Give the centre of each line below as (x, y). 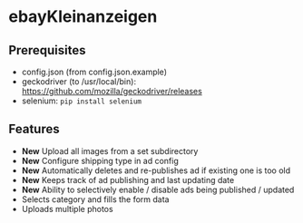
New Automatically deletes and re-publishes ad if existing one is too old (156, 170)
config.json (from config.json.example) (94, 72)
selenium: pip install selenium (82, 101)
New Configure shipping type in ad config (100, 160)
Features (34, 129)
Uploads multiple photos (68, 208)
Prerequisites (47, 50)
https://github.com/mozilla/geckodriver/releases (112, 91)
